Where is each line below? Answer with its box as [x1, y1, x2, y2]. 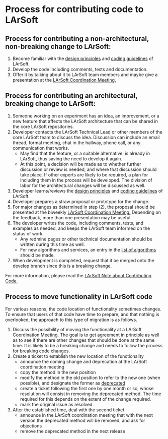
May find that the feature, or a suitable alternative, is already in [20, 150, 150, 156]
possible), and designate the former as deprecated [20, 380, 126, 386]
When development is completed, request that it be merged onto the [12, 257, 154, 263]
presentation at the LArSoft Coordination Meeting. [12, 77, 116, 83]
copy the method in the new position [20, 369, 96, 375]
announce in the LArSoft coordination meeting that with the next [20, 412, 153, 418]
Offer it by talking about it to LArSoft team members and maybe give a [12, 72, 158, 78]
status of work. [12, 230, 44, 236]
